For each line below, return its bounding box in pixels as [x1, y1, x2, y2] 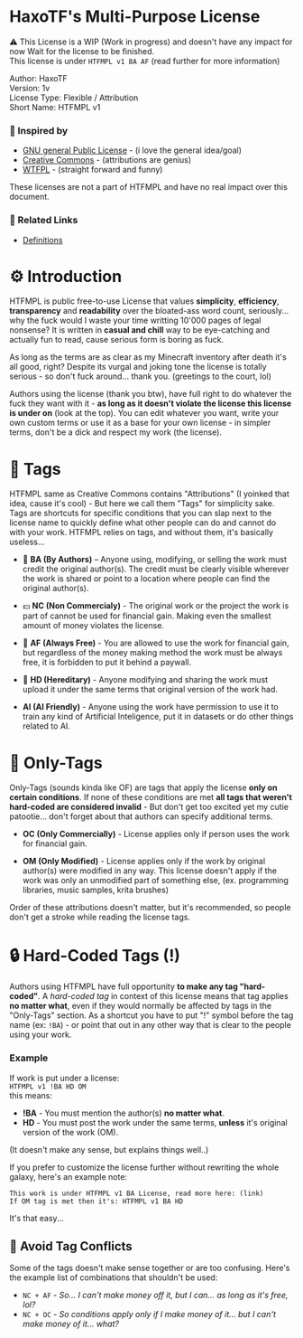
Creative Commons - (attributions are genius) [22, 155, 192, 165]
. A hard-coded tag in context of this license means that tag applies [37, 991, 289, 1002]
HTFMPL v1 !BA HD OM [9, 1082, 87, 1091]
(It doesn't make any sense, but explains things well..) [9, 1144, 209, 1154]
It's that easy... [9, 1212, 65, 1223]
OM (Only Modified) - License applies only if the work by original [22, 856, 266, 867]
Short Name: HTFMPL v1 [9, 101, 101, 112]
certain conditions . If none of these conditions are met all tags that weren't [9, 792, 293, 803]
